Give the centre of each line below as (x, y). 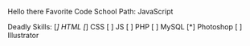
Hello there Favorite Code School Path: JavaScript (90, 11)
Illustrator (23, 35)
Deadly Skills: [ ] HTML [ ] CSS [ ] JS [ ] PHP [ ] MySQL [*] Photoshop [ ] (125, 27)
